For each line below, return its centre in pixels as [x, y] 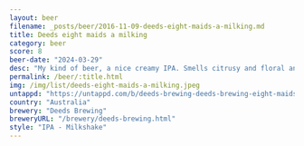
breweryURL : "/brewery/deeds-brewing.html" [93, 119]
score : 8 [26, 52]
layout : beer [34, 18]
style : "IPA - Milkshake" [58, 128]
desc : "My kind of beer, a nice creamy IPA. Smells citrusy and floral [147, 69]
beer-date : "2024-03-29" [56, 60]
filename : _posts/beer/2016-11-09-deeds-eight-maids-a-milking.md [137, 26]
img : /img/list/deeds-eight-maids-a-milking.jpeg [105, 85]
